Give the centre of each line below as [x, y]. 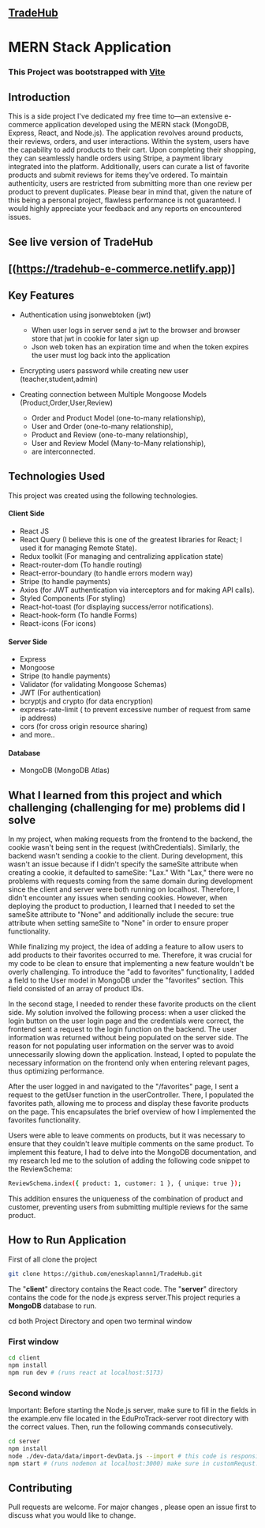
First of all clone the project [53, 1259]
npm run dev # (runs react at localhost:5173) [86, 1372]
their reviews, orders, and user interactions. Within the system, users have [129, 141]
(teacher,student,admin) [59, 379]
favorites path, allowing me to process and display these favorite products [129, 1104]
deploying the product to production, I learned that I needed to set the [121, 906]
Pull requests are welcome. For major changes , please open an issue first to [132, 1507]
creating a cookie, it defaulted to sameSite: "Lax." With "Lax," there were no [131, 873]
